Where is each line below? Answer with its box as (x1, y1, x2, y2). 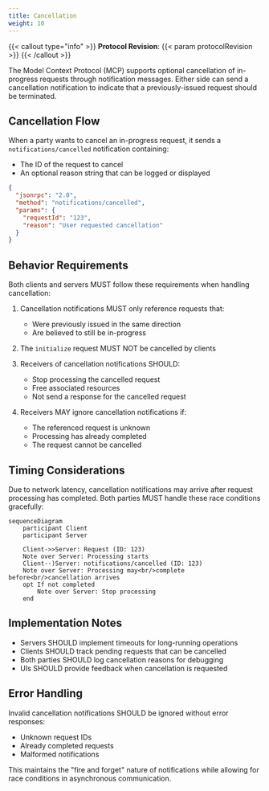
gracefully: (8, 502, 44, 511)
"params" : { (15, 206, 56, 214)
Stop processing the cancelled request (31, 375, 161, 384)
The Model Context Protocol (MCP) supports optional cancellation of (8, 65, 235, 75)
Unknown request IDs (19, 732, 92, 742)
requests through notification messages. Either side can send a (39, 74, 249, 84)
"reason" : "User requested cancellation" (22, 221, 163, 229)
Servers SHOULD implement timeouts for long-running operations (19, 637, 238, 647)
